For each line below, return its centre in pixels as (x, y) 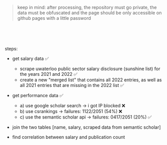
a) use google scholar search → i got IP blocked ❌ (73, 106)
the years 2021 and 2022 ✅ (49, 74)
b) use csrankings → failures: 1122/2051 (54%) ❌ (71, 111)
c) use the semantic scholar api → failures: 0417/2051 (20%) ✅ (86, 117)
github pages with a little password (54, 18)
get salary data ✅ (30, 59)
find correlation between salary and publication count (69, 137)
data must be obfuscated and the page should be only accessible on (89, 13)
